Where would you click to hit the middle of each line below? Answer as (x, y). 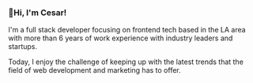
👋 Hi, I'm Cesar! (38, 13)
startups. (23, 47)
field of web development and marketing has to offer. (95, 70)
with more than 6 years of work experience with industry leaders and (121, 38)
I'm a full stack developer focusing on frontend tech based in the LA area (127, 30)
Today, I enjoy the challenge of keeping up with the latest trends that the (126, 62)
